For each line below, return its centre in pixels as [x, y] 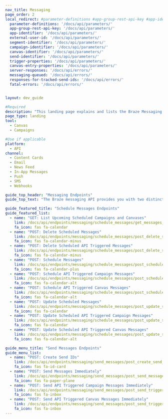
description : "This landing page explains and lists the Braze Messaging [84, 112]
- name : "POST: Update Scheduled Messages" [55, 302]
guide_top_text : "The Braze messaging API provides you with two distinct [85, 199]
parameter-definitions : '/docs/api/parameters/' [61, 24]
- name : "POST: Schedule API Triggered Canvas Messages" [70, 288]
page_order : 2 [20, 15]
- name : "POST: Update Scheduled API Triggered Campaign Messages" [81, 316]
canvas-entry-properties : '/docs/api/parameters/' [63, 66]
